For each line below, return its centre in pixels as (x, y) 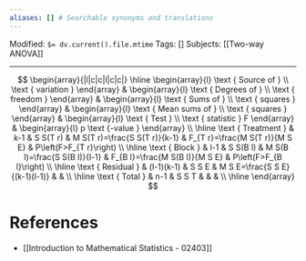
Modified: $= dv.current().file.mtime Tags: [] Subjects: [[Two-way (137, 44)
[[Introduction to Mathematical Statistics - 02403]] (117, 247)
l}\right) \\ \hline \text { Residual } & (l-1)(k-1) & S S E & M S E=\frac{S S (148, 166)
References (54, 222)
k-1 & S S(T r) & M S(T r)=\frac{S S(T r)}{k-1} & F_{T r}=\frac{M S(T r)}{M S (153, 137)
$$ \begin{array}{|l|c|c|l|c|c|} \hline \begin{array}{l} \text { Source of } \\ (153, 79)
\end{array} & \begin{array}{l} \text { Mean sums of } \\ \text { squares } (153, 108)
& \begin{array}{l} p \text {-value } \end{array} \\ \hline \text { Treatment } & (153, 127)
